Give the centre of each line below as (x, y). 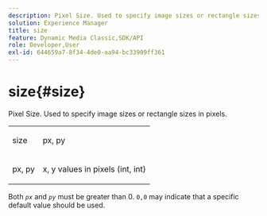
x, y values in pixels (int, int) (95, 169)
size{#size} (47, 92)
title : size (28, 30)
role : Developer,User (44, 45)
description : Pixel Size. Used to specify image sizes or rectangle (124, 15)
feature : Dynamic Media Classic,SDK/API (76, 38)
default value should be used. (57, 205)
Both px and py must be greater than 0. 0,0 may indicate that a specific (124, 196)
